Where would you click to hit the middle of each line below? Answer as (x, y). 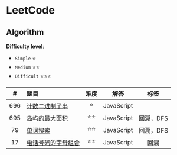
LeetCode (30, 10)
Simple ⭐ (25, 58)
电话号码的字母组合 (53, 143)
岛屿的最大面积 (47, 118)
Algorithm (25, 32)
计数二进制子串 (47, 106)
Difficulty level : (25, 46)
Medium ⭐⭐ (27, 67)
